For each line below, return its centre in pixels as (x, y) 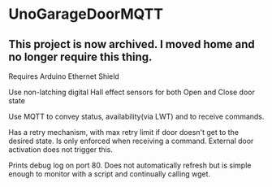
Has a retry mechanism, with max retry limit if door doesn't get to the (124, 132)
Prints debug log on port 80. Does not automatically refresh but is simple (130, 165)
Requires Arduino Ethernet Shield (64, 76)
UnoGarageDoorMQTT (86, 14)
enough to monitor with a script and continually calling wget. (110, 174)
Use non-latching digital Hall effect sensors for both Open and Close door (132, 92)
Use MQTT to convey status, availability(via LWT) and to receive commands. (136, 116)
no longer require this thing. (80, 57)
